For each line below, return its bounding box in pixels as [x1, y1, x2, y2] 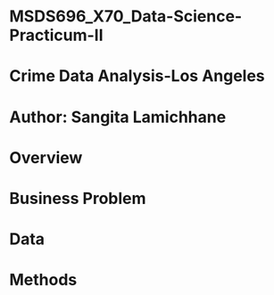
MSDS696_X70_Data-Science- [9, 6, 243, 27]
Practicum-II [9, 25, 104, 45]
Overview [9, 147, 83, 168]
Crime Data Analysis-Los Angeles [9, 66, 265, 86]
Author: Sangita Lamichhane [9, 107, 227, 127]
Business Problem [9, 188, 146, 209]
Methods [9, 270, 78, 291]
